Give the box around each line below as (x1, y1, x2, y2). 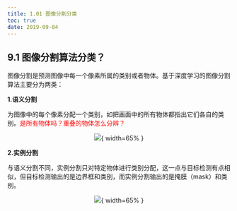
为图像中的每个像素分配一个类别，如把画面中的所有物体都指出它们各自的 (7, 110, 218, 119)
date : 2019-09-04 (7, 23, 59, 30)
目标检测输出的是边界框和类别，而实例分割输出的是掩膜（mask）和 (25, 172, 221, 181)
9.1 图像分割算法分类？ (7, 51, 106, 64)
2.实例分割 (7, 149, 39, 157)
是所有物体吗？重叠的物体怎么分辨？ (20, 119, 125, 128)
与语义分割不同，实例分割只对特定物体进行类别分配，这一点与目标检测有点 (7, 164, 224, 172)
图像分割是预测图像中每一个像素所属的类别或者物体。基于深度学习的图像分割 (7, 71, 231, 80)
